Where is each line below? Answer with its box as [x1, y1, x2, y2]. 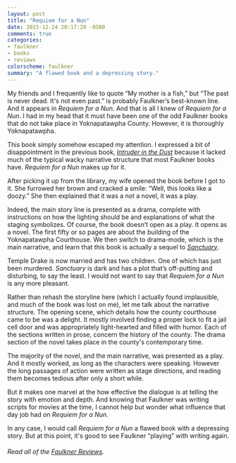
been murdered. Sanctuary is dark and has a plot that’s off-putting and [7, 264, 213, 272]
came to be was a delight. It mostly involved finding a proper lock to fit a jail [7, 315, 227, 324]
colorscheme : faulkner [7, 63, 74, 70]
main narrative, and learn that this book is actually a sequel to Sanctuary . [7, 242, 220, 251]
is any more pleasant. [7, 279, 70, 287]
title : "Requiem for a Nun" [7, 17, 90, 24]
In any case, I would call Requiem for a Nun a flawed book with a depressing [7, 423, 229, 432]
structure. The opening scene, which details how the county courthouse [7, 307, 217, 316]
